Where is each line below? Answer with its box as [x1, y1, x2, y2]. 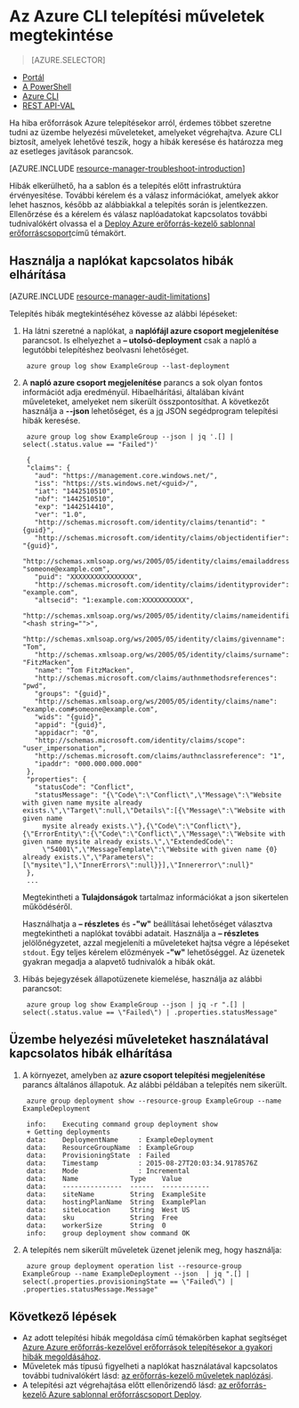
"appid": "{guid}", [34, 720, 107, 729]
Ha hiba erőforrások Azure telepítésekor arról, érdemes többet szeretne [9, 117, 272, 128]
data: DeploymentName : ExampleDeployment [26, 1135, 214, 1145]
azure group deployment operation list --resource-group [26, 1261, 242, 1270]
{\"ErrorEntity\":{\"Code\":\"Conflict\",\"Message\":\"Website [21, 829, 266, 838]
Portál [21, 71, 44, 82]
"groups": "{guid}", [34, 689, 111, 698]
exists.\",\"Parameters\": [54, 853, 155, 862]
